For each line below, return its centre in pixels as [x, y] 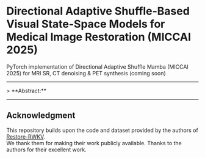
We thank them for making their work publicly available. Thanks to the [94, 143]
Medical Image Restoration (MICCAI [99, 37]
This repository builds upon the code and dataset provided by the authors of [102, 130]
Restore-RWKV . [26, 136]
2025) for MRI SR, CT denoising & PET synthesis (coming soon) [86, 73]
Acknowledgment [41, 116]
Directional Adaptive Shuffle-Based [98, 11]
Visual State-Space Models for [86, 24]
